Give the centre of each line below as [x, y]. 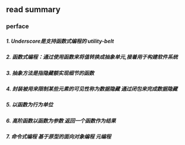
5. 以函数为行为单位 [30, 104]
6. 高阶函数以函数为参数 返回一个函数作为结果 [61, 120]
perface [18, 26]
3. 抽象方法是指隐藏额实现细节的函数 [50, 73]
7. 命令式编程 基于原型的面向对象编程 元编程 [59, 137]
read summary [33, 10]
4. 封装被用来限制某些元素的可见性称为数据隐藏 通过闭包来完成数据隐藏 [92, 89]
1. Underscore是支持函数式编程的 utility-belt [60, 41]
